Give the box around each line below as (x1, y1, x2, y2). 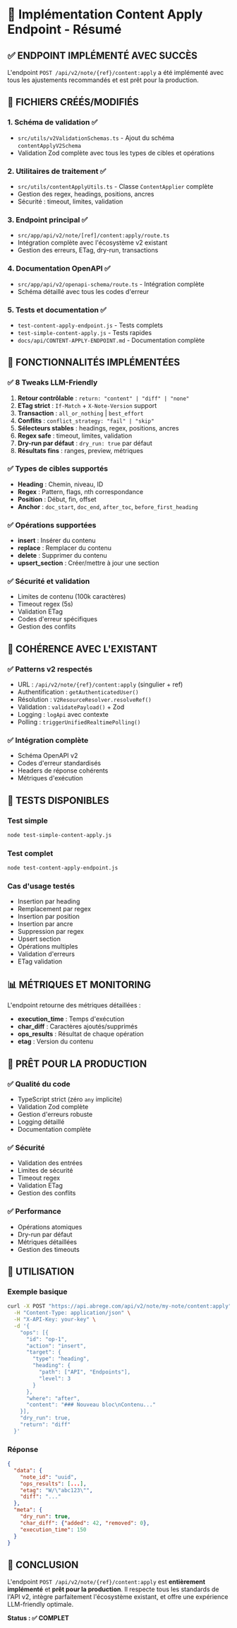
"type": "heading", (32, 1355, 90, 1363)
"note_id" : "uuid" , (20, 1473, 78, 1480)
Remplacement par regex (17, 905, 92, 913)
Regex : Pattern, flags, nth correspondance (17, 487, 143, 496)
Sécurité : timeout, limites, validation (17, 197, 123, 206)
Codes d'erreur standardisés (17, 759, 101, 768)
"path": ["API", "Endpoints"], (38, 1369, 131, 1376)
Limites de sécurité (17, 1166, 73, 1175)
